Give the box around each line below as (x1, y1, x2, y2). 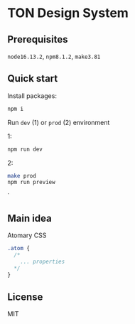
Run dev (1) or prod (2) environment (7, 118, 110, 126)
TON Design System (7, 5, 129, 21)
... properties (20, 258, 65, 265)
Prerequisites (7, 33, 68, 45)
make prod (7, 172, 37, 179)
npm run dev (7, 146, 43, 153)
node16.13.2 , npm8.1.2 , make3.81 (7, 52, 101, 60)
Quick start (7, 72, 58, 85)
